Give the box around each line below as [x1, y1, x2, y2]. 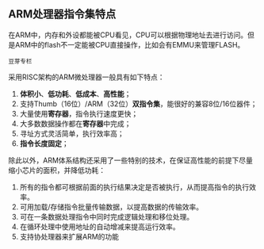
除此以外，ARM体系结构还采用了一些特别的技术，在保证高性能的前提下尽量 [8, 155, 254, 165]
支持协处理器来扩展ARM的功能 [19, 232, 120, 241]
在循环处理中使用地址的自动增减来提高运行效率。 [19, 221, 180, 232]
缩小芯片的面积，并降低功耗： [8, 165, 105, 174]
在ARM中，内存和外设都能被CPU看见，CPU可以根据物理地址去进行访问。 [8, 30, 248, 40]
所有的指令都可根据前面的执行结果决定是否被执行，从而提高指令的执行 [19, 182, 250, 192]
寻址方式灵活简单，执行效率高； [19, 128, 124, 138]
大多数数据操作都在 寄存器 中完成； [19, 118, 132, 128]
